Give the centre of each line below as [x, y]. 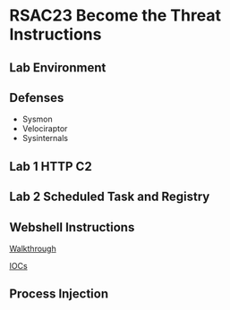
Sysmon [37, 119]
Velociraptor [45, 129]
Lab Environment [58, 67]
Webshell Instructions [72, 227]
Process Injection [59, 294]
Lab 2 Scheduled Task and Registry [110, 197]
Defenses [37, 98]
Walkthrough [33, 248]
